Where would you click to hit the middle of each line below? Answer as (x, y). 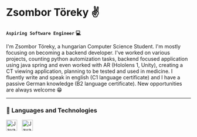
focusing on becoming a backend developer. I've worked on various (88, 52)
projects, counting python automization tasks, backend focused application (97, 59)
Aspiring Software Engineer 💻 (43, 33)
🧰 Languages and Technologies (52, 110)
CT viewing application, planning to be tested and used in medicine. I (89, 71)
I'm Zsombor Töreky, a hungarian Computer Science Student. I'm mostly (93, 46)
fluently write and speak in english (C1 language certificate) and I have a (93, 77)
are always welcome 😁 (34, 90)
